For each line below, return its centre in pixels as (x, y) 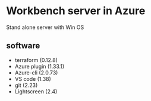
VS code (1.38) (33, 79)
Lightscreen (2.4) (36, 91)
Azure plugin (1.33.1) (40, 66)
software (23, 46)
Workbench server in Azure (76, 11)
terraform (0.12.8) (36, 60)
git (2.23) (26, 85)
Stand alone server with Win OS (45, 27)
